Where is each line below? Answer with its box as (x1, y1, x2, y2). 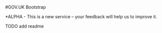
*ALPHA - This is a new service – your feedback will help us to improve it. (5, 14, 157, 19)
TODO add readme (5, 23, 44, 29)
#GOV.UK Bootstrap (5, 4, 46, 10)
